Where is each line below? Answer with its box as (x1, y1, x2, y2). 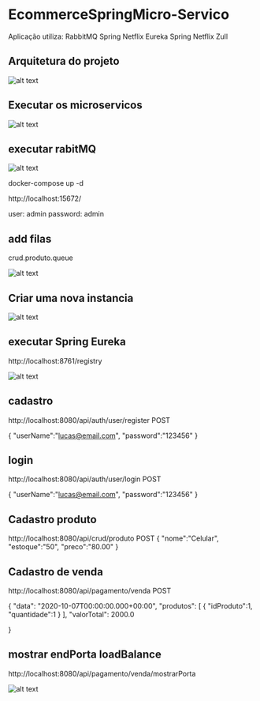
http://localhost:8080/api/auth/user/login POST (8, 474, 162, 484)
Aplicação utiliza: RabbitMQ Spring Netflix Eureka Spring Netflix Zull (8, 32, 228, 41)
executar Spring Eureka (8, 335, 126, 349)
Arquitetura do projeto (8, 55, 120, 68)
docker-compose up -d (8, 179, 84, 188)
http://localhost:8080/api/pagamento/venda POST (8, 586, 172, 596)
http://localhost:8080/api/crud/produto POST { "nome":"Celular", (8, 533, 219, 543)
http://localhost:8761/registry (8, 356, 102, 365)
